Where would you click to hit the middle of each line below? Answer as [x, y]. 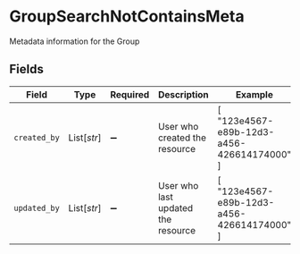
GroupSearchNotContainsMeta [127, 17]
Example [254, 94]
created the [182, 138]
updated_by [37, 208]
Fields [27, 69]
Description [183, 94]
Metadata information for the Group [75, 41]
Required [130, 94]
